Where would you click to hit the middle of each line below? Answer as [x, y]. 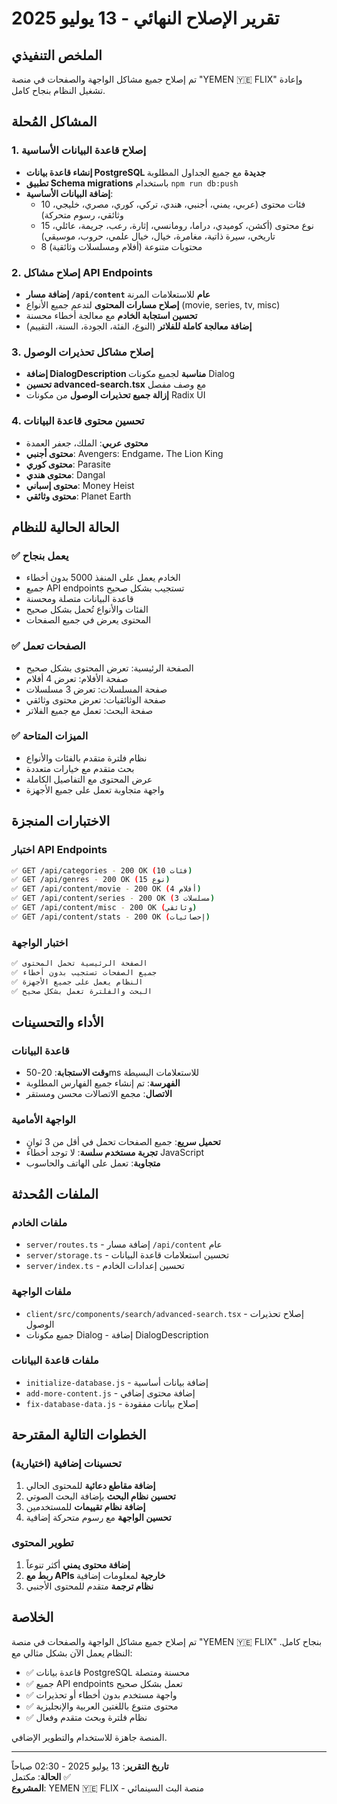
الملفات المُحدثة [55, 1193]
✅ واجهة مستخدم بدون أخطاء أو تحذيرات [101, 1694]
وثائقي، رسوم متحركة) [82, 214]
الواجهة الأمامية [43, 1120]
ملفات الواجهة [41, 1292]
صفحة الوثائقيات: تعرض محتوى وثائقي [96, 699]
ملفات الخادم [39, 1222]
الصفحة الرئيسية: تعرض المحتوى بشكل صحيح [109, 668]
